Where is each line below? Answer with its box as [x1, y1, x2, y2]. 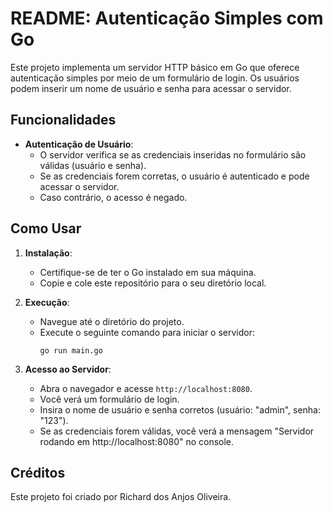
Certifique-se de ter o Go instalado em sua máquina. [39, 266, 257, 278]
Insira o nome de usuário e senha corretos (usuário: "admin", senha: [39, 403, 321, 416]
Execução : [24, 296, 70, 308]
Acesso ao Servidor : [24, 363, 112, 375]
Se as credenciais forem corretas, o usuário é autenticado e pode [39, 170, 310, 182]
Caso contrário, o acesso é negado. [39, 191, 188, 203]
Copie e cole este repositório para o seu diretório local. [39, 277, 267, 289]
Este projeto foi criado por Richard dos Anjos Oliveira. [10, 491, 232, 503]
